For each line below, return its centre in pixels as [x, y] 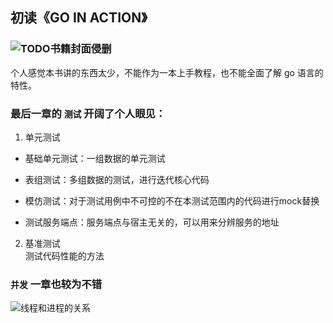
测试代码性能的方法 [64, 255]
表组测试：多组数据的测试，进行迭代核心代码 [117, 179]
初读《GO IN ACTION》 [79, 18]
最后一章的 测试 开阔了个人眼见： [88, 113]
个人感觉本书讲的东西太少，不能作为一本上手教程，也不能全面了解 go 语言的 [167, 72]
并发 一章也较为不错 [56, 284]
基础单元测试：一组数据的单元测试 [95, 158]
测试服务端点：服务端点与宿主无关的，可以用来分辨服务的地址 [152, 222]
